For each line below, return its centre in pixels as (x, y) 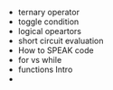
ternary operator (48, 12)
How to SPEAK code (56, 50)
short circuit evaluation (61, 40)
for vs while (40, 60)
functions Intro (45, 69)
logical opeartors (49, 31)
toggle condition (48, 22)
